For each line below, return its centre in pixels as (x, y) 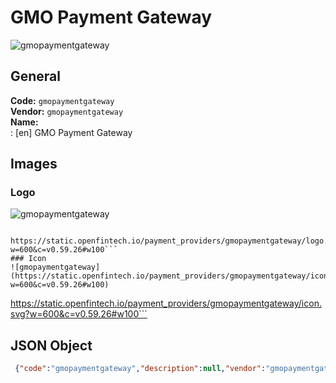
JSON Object (51, 345)
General (36, 76)
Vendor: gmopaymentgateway (67, 111)
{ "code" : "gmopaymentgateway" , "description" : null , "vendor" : (140, 369)
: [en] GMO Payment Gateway (71, 132)
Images (34, 164)
